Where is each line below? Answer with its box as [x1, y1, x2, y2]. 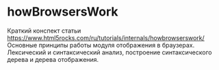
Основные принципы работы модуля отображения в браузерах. [7, 41, 195, 49]
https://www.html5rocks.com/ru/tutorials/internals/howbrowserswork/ [7, 33, 205, 41]
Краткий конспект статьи [7, 27, 81, 35]
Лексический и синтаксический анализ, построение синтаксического [7, 48, 212, 56]
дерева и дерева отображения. [7, 55, 99, 63]
